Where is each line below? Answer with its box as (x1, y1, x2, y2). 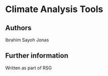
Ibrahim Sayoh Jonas (5, 37, 49, 43)
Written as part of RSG (5, 64, 52, 71)
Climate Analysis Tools (5, 4, 103, 15)
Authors (5, 24, 32, 32)
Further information (5, 51, 69, 60)
